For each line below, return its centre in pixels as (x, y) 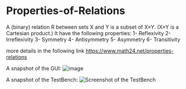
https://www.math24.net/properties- (130, 50)
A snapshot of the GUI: (34, 68)
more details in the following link (45, 50)
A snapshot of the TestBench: (42, 80)
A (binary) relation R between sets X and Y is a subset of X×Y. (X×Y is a (92, 27)
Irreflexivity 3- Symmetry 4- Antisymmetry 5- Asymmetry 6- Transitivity (93, 39)
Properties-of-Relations (66, 11)
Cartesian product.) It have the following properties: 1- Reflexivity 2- (89, 33)
